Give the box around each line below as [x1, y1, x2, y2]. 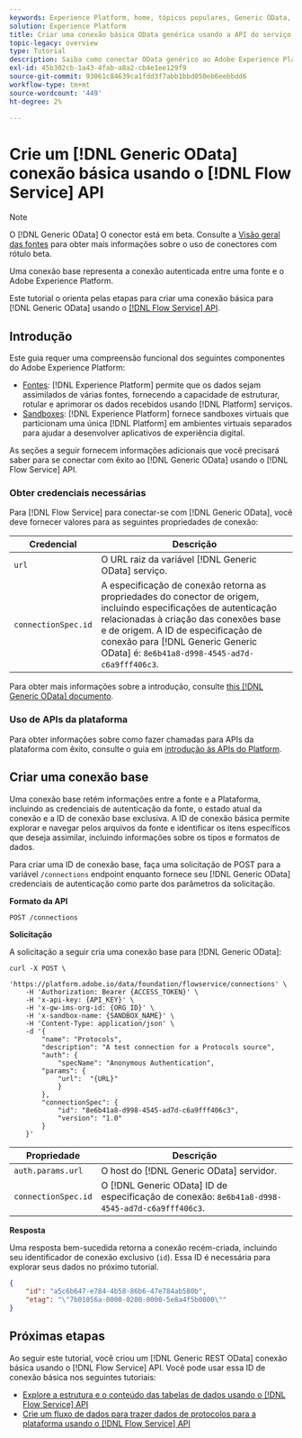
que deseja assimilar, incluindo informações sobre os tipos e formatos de [9, 831, 280, 843]
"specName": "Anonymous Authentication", [57, 1058, 216, 1067]
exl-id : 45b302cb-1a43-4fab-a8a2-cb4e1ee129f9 [9, 64, 187, 73]
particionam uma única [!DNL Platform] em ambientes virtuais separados [22, 418, 292, 429]
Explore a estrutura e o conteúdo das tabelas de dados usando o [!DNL [22, 1389, 286, 1400]
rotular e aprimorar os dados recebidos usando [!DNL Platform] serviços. [22, 398, 293, 410]
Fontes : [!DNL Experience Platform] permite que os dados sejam [22, 380, 262, 390]
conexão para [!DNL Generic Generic [101, 636, 258, 648]
